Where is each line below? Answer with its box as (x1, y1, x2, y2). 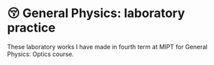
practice (7, 20, 56, 36)
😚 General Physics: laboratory (7, 5, 185, 21)
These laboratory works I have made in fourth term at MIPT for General (7, 42, 208, 51)
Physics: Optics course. (7, 50, 74, 58)
